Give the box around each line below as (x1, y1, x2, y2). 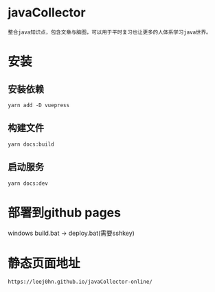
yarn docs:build (8, 141, 54, 148)
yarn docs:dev (8, 180, 49, 187)
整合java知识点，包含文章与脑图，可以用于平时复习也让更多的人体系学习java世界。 (8, 29, 212, 36)
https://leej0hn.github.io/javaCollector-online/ (8, 278, 153, 286)
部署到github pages (8, 205, 121, 221)
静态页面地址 (8, 256, 81, 271)
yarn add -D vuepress (8, 102, 70, 109)
